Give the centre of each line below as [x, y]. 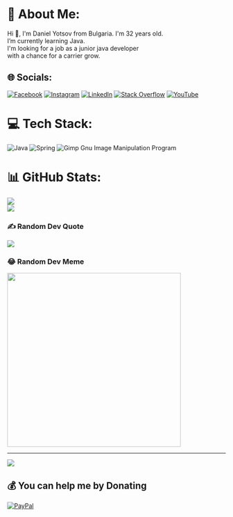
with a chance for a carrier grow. [54, 56]
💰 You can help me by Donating [77, 485]
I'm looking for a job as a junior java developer [73, 48]
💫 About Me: [44, 14]
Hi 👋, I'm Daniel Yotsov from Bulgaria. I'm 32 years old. [85, 33]
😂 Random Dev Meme [46, 262]
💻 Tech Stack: [50, 124]
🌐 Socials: [30, 78]
